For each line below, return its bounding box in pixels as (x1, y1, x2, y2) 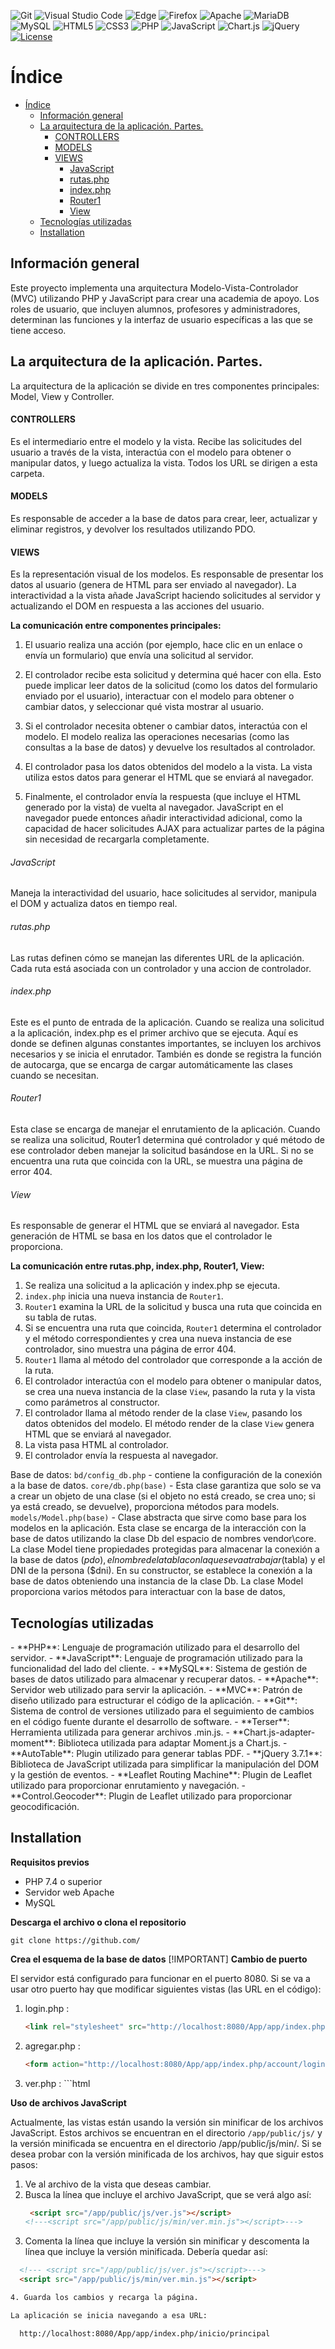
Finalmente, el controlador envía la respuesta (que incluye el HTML (24, 791, 302, 803)
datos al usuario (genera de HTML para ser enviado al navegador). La (10, 579, 297, 591)
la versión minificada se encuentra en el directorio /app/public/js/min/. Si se (10, 2137, 322, 2149)
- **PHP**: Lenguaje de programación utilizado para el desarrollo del (10, 1641, 300, 1653)
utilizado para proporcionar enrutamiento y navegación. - (10, 1780, 247, 1791)
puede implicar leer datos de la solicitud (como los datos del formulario (24, 680, 318, 692)
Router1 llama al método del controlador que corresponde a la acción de (24, 1354, 323, 1366)
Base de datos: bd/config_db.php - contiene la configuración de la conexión (10, 1469, 323, 1481)
